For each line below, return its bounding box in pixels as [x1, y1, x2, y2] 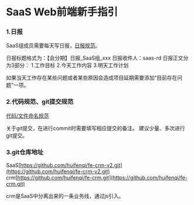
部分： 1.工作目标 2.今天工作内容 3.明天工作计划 [14, 62, 129, 69]
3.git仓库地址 [6, 148, 44, 156]
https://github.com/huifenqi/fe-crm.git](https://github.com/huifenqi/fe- [17, 174, 188, 182]
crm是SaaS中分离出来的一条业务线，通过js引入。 [6, 193, 124, 200]
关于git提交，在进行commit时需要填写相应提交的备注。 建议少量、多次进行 [6, 124, 185, 132]
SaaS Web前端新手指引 [6, 5, 118, 19]
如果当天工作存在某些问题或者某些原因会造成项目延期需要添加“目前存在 [6, 74, 178, 81]
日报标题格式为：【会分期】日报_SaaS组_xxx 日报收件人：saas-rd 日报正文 [6, 54, 183, 61]
